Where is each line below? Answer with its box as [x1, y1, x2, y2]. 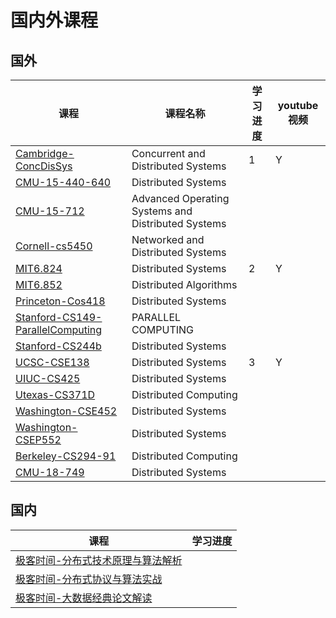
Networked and [131, 233, 205, 246]
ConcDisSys [15, 159, 73, 173]
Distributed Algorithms [131, 278, 238, 291]
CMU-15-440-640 [15, 176, 112, 189]
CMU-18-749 [15, 466, 85, 479]
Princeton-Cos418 [15, 294, 106, 308]
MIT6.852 [15, 278, 63, 291]
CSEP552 [15, 433, 62, 446]
